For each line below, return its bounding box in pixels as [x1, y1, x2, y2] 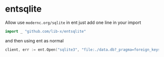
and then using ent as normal [5, 38, 64, 43]
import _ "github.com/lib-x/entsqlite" [5, 29, 86, 34]
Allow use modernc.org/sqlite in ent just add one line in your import [5, 19, 142, 25]
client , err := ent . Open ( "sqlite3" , [5, 47, 80, 52]
